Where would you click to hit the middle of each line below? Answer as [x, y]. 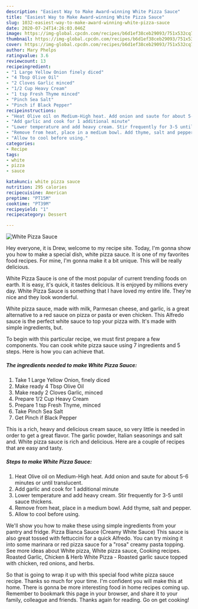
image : [14, 34]
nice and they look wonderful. [42, 297]
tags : [13, 154]
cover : [14, 45]
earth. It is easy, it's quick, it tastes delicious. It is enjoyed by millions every [97, 285]
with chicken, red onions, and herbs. [50, 563]
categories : [21, 143]
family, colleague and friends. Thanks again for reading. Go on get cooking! [98, 600]
